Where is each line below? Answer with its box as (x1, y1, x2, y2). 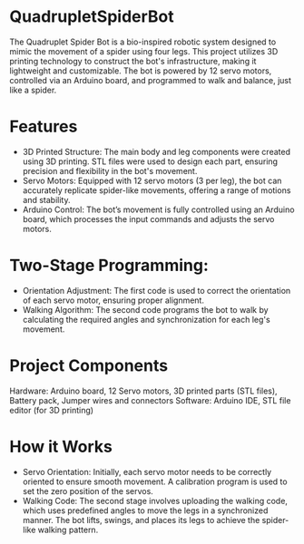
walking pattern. (37, 524, 99, 535)
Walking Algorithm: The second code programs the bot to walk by (22, 304, 270, 315)
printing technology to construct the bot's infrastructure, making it (9, 55, 257, 66)
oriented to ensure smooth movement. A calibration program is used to (22, 476, 288, 487)
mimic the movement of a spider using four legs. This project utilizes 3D (9, 45, 279, 56)
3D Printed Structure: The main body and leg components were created (22, 146, 290, 157)
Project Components (9, 355, 169, 375)
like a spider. (9, 84, 57, 95)
